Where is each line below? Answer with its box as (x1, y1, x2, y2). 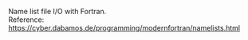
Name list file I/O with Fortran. (8, 7, 107, 16)
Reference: (8, 15, 45, 24)
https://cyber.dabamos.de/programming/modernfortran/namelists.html (8, 24, 241, 32)
